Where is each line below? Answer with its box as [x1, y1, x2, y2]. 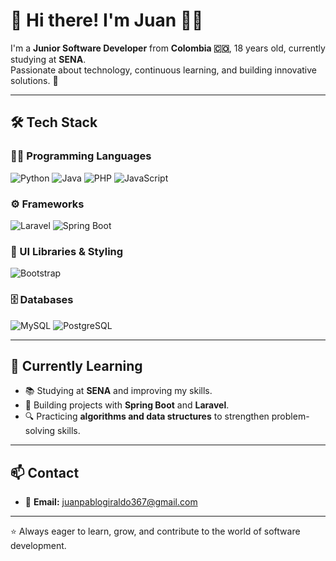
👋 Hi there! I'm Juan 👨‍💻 [10, 9, 204, 32]
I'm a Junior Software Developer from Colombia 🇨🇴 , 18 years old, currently [10, 42, 326, 54]
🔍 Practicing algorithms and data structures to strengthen [24, 410, 270, 423]
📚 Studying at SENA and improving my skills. [24, 385, 213, 397]
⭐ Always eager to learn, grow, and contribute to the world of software [10, 525, 301, 538]
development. [10, 540, 67, 552]
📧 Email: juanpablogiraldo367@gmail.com [24, 496, 198, 508]
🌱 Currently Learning [10, 357, 143, 374]
